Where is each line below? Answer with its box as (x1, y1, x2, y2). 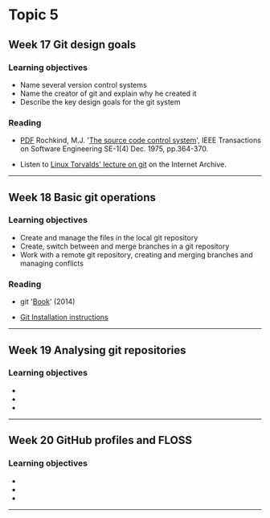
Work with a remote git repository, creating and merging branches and (19, 249, 253, 259)
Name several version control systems (19, 80, 147, 89)
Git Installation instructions (19, 312, 108, 323)
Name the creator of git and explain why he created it (19, 88, 197, 98)
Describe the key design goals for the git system (19, 97, 181, 106)
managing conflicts (19, 258, 84, 268)
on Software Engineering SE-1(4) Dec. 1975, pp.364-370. (19, 144, 209, 154)
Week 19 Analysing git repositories (8, 343, 186, 357)
